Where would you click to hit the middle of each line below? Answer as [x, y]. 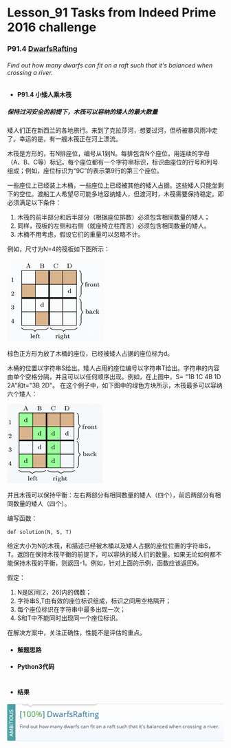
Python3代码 [36, 667]
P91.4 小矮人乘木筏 [44, 95]
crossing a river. [30, 72]
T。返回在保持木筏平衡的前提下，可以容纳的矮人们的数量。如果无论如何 [109, 555]
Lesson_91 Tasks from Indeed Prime [112, 13]
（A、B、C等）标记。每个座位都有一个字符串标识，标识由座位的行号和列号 [113, 162]
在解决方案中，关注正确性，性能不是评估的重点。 [76, 633]
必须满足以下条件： [34, 203]
